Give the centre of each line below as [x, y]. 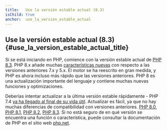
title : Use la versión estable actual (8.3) [55, 10]
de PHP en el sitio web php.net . [38, 123]
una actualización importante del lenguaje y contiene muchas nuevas [77, 81]
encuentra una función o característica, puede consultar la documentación [83, 118]
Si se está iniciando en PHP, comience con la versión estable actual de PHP [83, 60]
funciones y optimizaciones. [34, 87]
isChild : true [20, 15]
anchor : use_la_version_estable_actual [48, 19]
